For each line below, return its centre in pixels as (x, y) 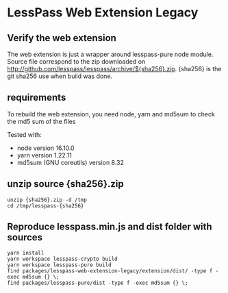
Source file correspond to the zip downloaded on (76, 62)
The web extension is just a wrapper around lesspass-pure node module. (110, 54)
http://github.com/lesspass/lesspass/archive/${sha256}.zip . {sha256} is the (114, 69)
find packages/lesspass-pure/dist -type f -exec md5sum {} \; (98, 283)
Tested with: (25, 134)
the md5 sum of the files (41, 121)
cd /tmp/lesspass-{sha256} (46, 206)
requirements (37, 98)
